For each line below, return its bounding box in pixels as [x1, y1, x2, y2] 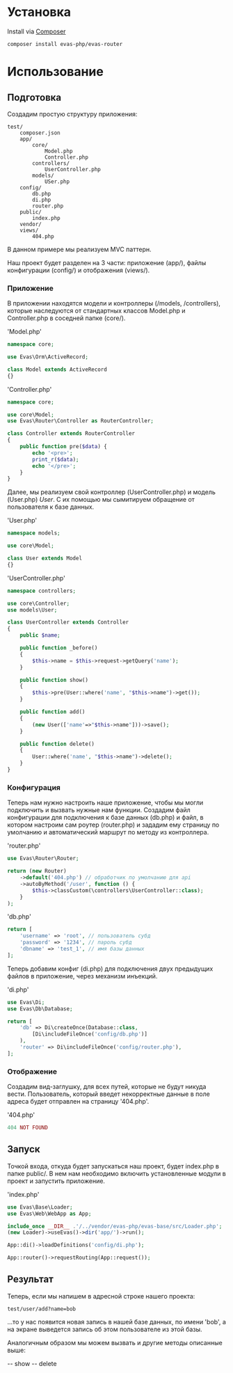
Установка [7, 4, 72, 20]
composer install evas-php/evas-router [7, 40, 123, 47]
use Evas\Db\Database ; [7, 1005, 73, 1013]
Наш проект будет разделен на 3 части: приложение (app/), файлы [7, 258, 207, 267]
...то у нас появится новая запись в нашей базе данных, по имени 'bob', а [7, 1317, 226, 1326]
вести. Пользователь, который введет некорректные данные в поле [7, 1090, 210, 1098]
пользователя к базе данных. [7, 502, 95, 511]
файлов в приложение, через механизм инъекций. [7, 971, 158, 980]
